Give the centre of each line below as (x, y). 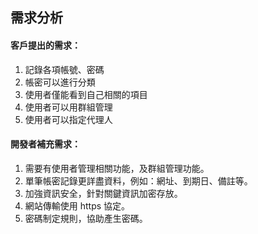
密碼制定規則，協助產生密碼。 (86, 218)
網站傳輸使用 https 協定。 (77, 205)
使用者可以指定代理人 (68, 119)
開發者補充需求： (45, 144)
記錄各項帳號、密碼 (64, 69)
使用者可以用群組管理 (68, 107)
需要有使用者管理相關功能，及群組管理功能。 (117, 168)
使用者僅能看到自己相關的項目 (86, 94)
